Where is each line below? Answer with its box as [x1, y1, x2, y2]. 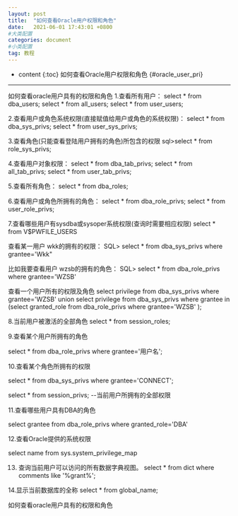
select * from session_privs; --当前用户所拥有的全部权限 [8, 390, 172, 399]
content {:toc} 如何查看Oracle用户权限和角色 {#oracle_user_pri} [18, 70, 203, 78]
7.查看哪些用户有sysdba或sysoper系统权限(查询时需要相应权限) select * [8, 219, 216, 228]
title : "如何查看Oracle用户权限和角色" [8, 17, 117, 24]
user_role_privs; [8, 204, 55, 213]
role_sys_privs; [8, 144, 52, 153]
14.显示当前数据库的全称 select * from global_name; [8, 486, 158, 494]
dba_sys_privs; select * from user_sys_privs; [8, 122, 138, 131]
